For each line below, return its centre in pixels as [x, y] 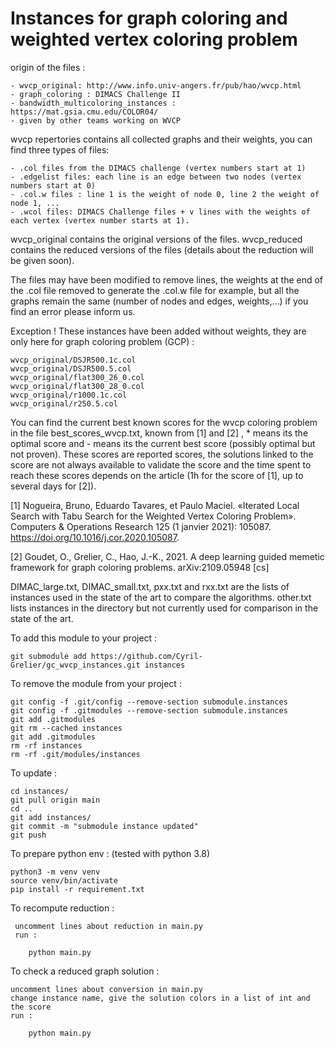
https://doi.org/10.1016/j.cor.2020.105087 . [95, 537]
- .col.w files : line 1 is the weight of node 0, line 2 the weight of [165, 194]
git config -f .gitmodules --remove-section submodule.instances [149, 710]
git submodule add [48, 656]
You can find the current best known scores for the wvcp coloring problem [164, 422]
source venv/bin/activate [64, 880]
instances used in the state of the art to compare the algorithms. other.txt [161, 597]
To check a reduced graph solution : [85, 971]
